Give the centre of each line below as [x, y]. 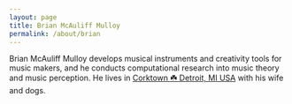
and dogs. [27, 91]
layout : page [33, 17]
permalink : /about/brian [55, 33]
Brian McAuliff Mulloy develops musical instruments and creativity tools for [146, 59]
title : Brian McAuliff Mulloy [65, 26]
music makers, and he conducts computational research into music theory [145, 68]
